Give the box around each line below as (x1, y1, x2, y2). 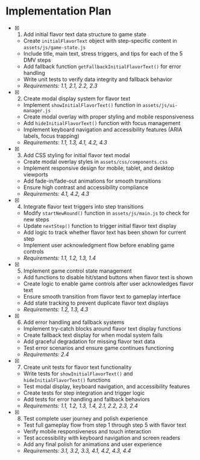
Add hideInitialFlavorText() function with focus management (23, 119, 181, 126)
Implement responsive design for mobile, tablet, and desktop (23, 164, 175, 172)
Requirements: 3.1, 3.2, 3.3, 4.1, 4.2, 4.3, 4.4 (23, 447, 131, 454)
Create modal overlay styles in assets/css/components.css (23, 158, 168, 165)
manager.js (23, 108, 51, 114)
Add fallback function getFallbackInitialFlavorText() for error (23, 62, 181, 70)
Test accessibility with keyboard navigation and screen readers (23, 434, 180, 441)
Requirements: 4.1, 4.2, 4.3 (23, 190, 90, 197)
